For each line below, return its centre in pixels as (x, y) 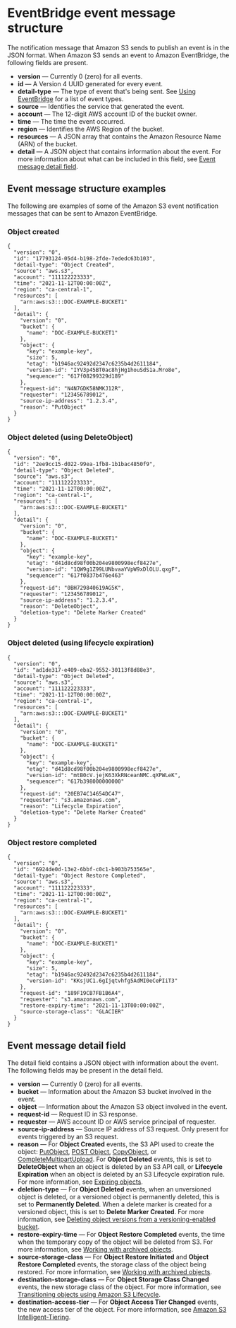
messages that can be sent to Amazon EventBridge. (82, 213)
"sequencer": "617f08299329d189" (75, 376)
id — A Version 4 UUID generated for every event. (90, 83)
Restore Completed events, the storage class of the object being (112, 1264)
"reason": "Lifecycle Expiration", (72, 806)
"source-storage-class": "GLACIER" (72, 1012)
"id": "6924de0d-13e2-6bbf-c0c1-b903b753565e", (85, 869)
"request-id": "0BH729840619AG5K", (72, 588)
